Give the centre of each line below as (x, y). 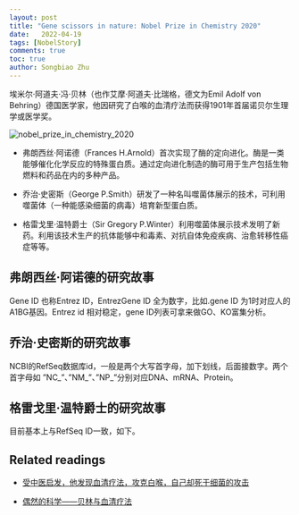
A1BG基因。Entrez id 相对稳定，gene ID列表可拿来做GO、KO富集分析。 (140, 312)
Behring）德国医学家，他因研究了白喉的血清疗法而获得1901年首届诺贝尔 (141, 105)
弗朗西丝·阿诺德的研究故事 (82, 278)
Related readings (58, 460)
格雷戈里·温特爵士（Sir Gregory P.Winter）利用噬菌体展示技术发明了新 (151, 224)
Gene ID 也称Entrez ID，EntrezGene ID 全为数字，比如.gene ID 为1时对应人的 (150, 300)
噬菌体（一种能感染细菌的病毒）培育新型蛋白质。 (112, 205)
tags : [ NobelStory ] (46, 42)
